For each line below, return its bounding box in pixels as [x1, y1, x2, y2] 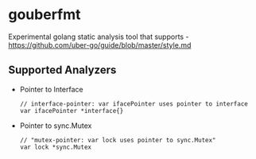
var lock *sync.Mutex [19, 143, 91, 151]
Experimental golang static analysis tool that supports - [8, 32, 189, 41]
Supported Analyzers [8, 64, 117, 77]
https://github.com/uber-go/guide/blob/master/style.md [8, 40, 192, 49]
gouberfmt [8, 6, 81, 24]
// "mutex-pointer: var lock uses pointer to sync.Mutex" [19, 136, 216, 144]
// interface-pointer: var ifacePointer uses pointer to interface [19, 99, 248, 108]
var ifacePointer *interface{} [19, 107, 124, 114]
